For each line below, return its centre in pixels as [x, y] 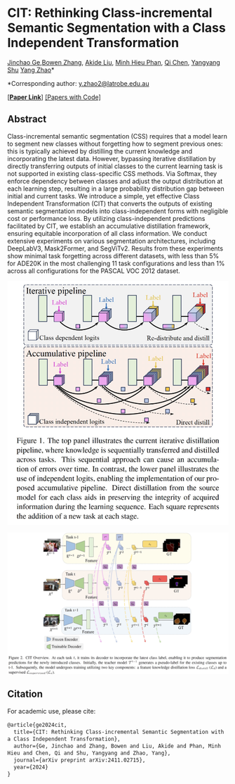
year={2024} [31, 767]
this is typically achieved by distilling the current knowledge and [100, 151]
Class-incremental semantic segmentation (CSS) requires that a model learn [117, 136]
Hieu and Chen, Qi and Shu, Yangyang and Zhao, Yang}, [89, 753]
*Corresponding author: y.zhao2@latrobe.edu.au [78, 83]
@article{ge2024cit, [38, 725]
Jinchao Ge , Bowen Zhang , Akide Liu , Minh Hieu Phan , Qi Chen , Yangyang [114, 62]
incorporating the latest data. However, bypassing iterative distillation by [112, 158]
